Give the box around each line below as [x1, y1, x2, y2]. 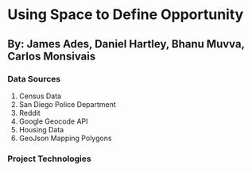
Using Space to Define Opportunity [7, 6, 244, 24]
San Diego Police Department [18, 99, 116, 109]
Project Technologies [7, 153, 92, 164]
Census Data [18, 91, 61, 101]
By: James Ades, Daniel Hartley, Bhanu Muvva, [7, 37, 245, 51]
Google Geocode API [18, 117, 88, 126]
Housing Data [18, 124, 64, 134]
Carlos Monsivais [7, 49, 96, 63]
